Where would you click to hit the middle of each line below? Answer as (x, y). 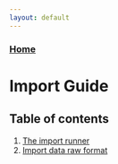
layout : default (39, 17)
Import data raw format (65, 150)
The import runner (56, 141)
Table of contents (59, 119)
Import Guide (59, 86)
